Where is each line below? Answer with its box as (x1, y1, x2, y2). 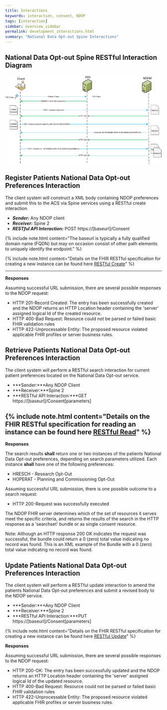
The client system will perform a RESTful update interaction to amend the (5, 582, 155, 588)
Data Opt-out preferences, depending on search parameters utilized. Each (5, 456, 158, 462)
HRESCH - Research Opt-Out (12, 471, 72, 477)
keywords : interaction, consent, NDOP (5, 13, 85, 18)
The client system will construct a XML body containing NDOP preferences (5, 194, 159, 200)
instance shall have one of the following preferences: (5, 461, 114, 467)
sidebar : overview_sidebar (5, 24, 61, 29)
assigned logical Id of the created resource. (12, 310, 102, 316)
